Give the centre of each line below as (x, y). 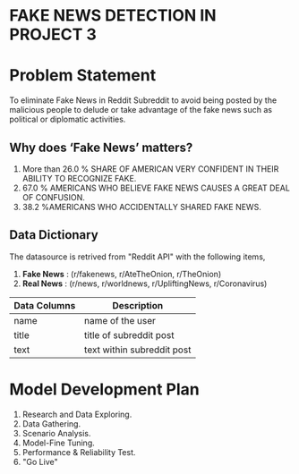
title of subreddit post (129, 334)
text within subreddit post (137, 350)
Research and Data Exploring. (77, 414)
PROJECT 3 (53, 34)
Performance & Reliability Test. (79, 452)
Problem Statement (83, 76)
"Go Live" (40, 461)
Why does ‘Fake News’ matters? (101, 147)
